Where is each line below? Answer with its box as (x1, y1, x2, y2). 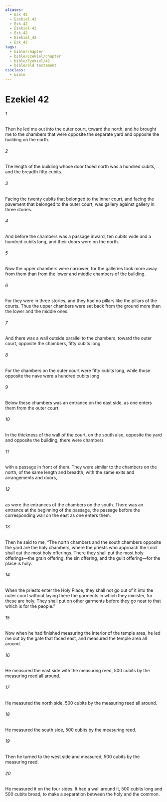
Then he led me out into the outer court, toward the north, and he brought (5, 126, 157, 132)
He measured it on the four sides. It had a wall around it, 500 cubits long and (5, 786, 163, 792)
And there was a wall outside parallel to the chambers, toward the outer (5, 335, 152, 341)
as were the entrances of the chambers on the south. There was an (5, 501, 144, 507)
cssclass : (5, 68, 26, 73)
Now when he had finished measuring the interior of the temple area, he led (5, 630, 161, 636)
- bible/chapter (9, 49, 43, 54)
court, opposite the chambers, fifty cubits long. (5, 341, 102, 347)
